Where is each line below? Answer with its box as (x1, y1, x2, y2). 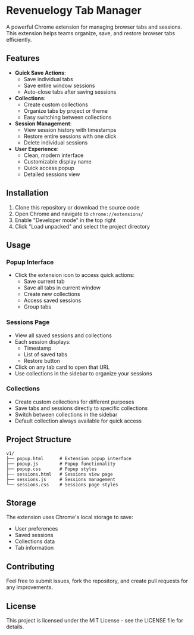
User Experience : (14, 145, 59, 152)
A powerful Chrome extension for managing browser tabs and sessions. (6, 23, 183, 30)
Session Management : (14, 120, 72, 127)
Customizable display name (23, 158, 92, 165)
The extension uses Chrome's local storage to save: (6, 514, 134, 521)
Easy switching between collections (23, 113, 112, 121)
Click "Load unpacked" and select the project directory (14, 223, 151, 230)
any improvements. (6, 584, 54, 591)
